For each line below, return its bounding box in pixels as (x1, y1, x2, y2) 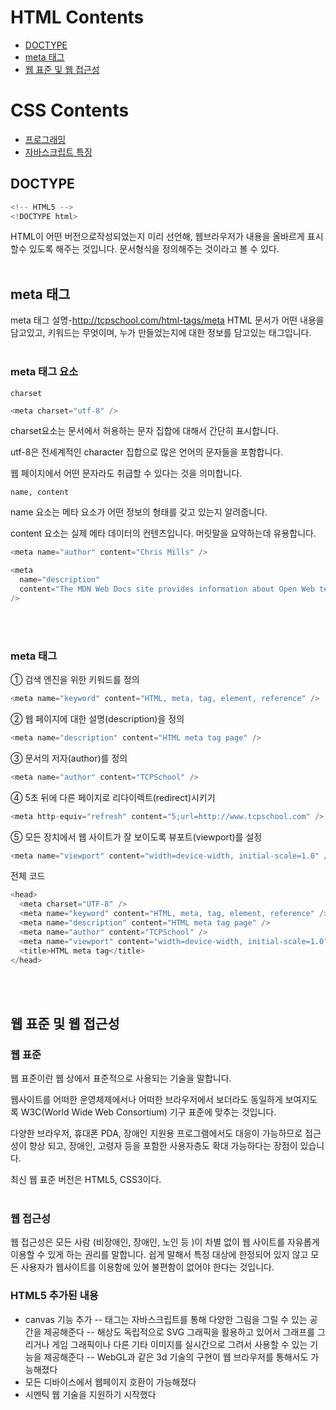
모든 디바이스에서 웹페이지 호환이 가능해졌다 (24, 1376, 197, 1388)
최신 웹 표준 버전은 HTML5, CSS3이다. (10, 1174, 162, 1186)
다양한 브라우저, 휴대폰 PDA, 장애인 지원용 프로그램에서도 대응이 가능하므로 (10, 1127, 303, 1140)
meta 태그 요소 (10, 365, 79, 379)
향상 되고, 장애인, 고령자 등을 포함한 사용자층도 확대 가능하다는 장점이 (28, 1140, 298, 1152)
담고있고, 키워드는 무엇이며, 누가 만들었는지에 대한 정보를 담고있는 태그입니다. (10, 327, 312, 339)
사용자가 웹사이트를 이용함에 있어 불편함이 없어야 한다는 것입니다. (20, 1261, 275, 1273)
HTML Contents (10, 6, 145, 29)
